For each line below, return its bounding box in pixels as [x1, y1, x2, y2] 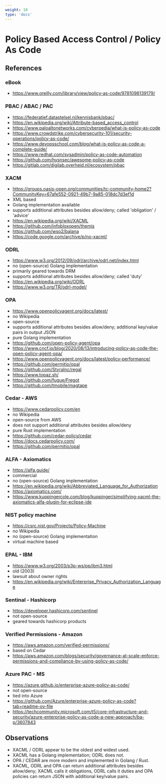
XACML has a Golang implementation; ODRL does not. [12, 752, 124, 758]
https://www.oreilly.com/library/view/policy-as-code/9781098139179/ [12, 90, 155, 96]
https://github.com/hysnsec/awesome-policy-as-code [12, 156, 124, 162]
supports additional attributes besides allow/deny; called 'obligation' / [12, 207, 156, 213]
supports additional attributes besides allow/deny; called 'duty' [12, 273, 142, 279]
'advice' [12, 212, 29, 218]
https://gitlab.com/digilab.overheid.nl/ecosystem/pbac [12, 162, 125, 168]
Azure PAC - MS [5, 670, 45, 677]
